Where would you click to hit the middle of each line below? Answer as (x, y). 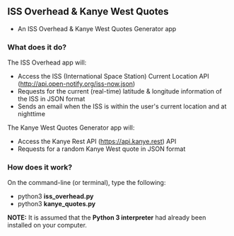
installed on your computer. (47, 225)
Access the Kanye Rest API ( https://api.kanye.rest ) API (97, 142)
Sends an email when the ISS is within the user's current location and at (122, 106)
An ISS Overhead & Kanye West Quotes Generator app (97, 28)
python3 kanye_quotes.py (57, 204)
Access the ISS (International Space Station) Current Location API (113, 77)
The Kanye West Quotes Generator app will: (71, 128)
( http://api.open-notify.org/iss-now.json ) (76, 84)
